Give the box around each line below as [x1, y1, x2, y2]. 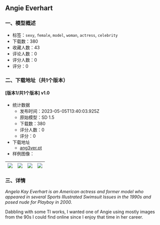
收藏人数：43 [12, 44, 40, 50]
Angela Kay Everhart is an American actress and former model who [5, 189, 144, 195]
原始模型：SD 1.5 [19, 114, 54, 120]
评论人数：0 [12, 51, 37, 57]
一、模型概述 [5, 20, 36, 27]
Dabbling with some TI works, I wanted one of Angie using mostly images [5, 209, 155, 215]
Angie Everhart [5, 4, 53, 12]
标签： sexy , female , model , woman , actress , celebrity [12, 32, 118, 38]
